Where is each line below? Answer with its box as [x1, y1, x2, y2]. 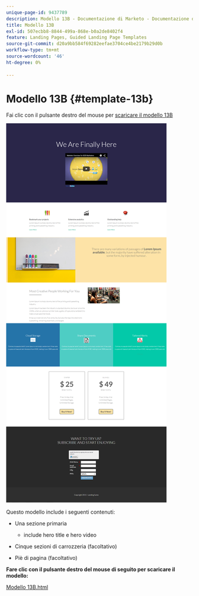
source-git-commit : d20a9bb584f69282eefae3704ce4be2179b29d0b [6, 41, 163, 47]
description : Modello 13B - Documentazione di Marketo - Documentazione [6, 15, 190, 22]
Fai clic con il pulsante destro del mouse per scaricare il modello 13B [6, 111, 174, 118]
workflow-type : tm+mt [6, 47, 60, 53]
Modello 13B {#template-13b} [6, 92, 154, 105]
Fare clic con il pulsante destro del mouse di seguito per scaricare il [6, 566, 175, 573]
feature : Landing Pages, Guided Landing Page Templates [6, 34, 147, 41]
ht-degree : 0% [6, 59, 41, 65]
